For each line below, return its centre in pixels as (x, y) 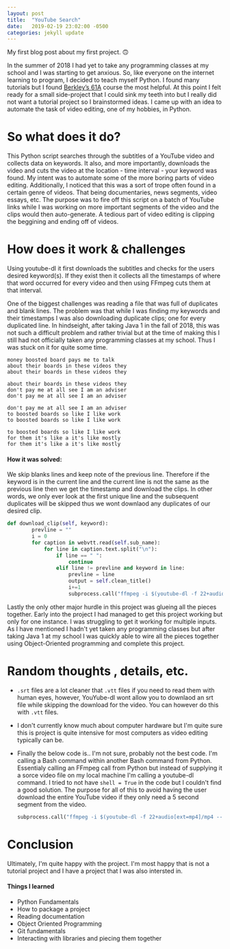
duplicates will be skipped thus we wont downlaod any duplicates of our (109, 504)
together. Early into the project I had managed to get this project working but (115, 614)
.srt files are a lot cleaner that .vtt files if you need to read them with (116, 690)
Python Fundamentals (48, 902)
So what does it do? (64, 137)
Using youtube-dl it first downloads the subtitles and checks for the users (111, 268)
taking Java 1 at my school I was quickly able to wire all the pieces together (113, 636)
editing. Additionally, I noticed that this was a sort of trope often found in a (112, 185)
